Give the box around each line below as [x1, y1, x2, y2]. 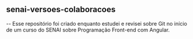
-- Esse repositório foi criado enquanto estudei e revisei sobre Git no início [6, 20, 188, 27]
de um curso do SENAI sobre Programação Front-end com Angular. [6, 26, 170, 33]
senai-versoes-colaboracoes [6, 5, 116, 15]
